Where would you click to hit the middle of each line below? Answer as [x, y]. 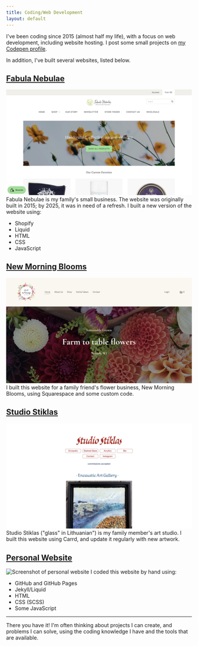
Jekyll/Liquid [30, 589]
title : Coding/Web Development [44, 12]
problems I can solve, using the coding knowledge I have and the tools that [97, 632]
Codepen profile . [27, 49]
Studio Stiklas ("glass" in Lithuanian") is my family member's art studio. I [94, 533]
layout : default [26, 19]
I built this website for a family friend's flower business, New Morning [90, 387]
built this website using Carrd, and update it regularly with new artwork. [93, 539]
